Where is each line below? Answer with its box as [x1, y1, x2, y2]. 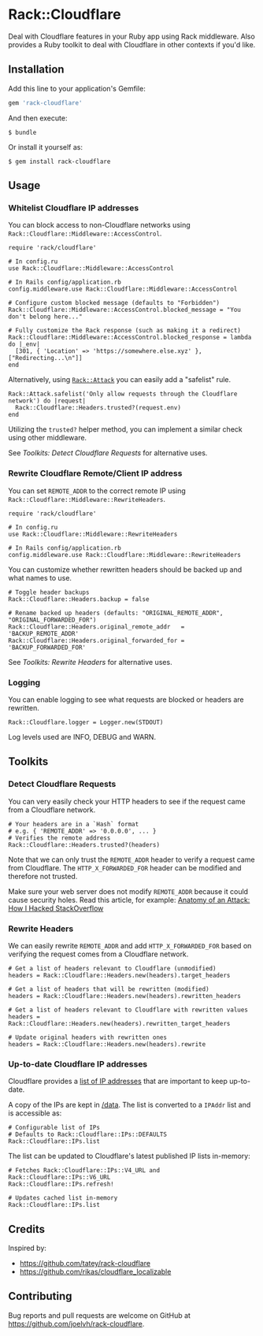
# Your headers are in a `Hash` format [8, 820, 139, 828]
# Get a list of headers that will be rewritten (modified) [8, 985, 210, 993]
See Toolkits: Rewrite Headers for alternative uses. [8, 657, 172, 666]
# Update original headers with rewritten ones [8, 1034, 168, 1041]
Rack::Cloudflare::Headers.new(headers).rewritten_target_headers [8, 1019, 231, 1027]
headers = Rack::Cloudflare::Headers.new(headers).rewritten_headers [8, 992, 242, 1000]
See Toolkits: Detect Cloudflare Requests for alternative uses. [8, 448, 208, 458]
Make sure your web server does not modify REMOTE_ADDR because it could [8, 886, 249, 896]
